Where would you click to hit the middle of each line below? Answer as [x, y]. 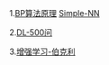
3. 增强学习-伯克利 [42, 51]
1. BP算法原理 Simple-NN [55, 13]
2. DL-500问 [31, 32]
